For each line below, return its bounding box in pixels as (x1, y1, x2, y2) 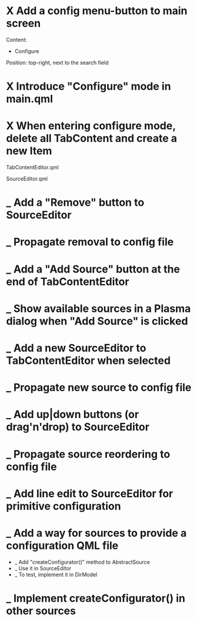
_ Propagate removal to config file (6, 235, 174, 249)
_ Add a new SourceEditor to (6, 341, 146, 354)
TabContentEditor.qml (6, 164, 59, 171)
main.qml (6, 93, 53, 106)
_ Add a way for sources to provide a (6, 526, 187, 540)
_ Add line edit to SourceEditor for (6, 487, 173, 500)
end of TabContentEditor (6, 275, 129, 288)
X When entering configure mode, (6, 119, 176, 133)
